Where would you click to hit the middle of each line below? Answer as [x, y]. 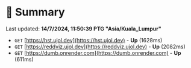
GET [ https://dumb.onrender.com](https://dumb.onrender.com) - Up [98, 52]
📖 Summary [35, 12]
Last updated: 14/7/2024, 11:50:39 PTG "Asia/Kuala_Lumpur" [83, 29]
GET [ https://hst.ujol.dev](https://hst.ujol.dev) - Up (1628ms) [88, 40]
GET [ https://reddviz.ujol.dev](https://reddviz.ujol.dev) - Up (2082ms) [100, 47]
